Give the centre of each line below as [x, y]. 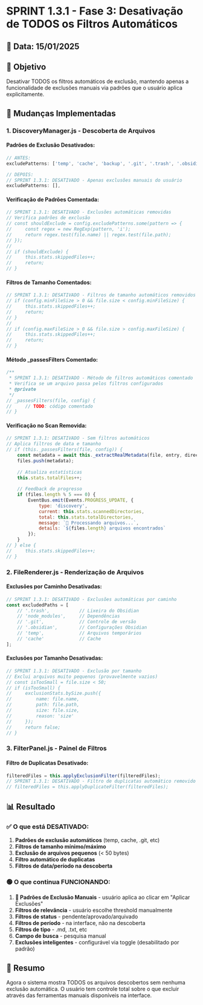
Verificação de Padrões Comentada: [53, 199]
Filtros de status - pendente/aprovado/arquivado [76, 917]
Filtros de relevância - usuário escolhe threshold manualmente [94, 910]
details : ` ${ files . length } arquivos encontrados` [102, 528]
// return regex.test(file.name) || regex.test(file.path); [89, 234]
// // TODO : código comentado [50, 406]
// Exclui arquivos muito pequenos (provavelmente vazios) [82, 677]
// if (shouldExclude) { [37, 252]
